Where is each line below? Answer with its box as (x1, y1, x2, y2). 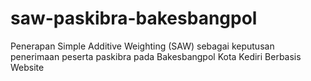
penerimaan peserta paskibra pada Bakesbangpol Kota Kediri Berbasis (10, 50, 302, 62)
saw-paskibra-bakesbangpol (10, 7, 258, 30)
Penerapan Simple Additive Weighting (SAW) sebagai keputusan (10, 40, 275, 52)
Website (10, 61, 45, 73)
